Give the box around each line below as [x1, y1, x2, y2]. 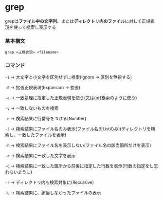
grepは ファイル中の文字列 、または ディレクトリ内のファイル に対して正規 [5, 18, 150, 24]
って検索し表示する [18, 24, 56, 30]
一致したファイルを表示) [18, 132, 67, 138]
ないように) [9, 169, 33, 175]
